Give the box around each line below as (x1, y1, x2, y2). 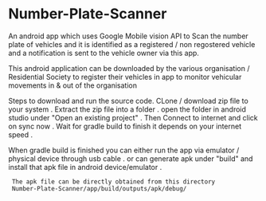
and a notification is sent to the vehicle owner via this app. (8, 48, 199, 57)
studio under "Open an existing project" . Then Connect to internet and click (8, 112, 258, 122)
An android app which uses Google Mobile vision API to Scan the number (8, 31, 248, 41)
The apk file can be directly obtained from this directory (11, 177, 216, 186)
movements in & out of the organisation (8, 81, 138, 90)
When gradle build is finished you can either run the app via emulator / (8, 145, 240, 155)
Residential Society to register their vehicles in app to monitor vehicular (8, 72, 242, 81)
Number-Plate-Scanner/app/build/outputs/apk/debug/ (11, 184, 187, 192)
